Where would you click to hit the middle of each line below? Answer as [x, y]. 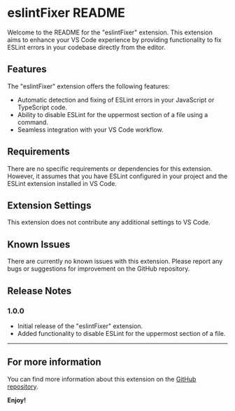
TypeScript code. [42, 107]
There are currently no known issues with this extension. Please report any [115, 262]
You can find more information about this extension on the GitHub [102, 379]
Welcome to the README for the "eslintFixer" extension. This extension [110, 32]
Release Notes [40, 291]
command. [33, 122]
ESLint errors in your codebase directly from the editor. [86, 47]
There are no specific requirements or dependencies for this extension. [110, 168]
